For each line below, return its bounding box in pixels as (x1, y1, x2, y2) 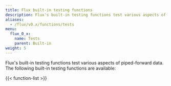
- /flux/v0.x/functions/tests (10, 21, 74, 27)
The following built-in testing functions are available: (5, 65, 116, 71)
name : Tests (14, 36, 40, 41)
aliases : (5, 17, 24, 22)
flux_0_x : (10, 31, 31, 36)
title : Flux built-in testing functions (5, 7, 93, 13)
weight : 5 (5, 46, 27, 51)
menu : (5, 27, 17, 32)
